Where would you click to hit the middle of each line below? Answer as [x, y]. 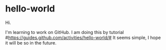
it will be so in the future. [31, 42]
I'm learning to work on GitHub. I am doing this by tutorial [65, 32]
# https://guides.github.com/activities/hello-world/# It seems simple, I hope [83, 37]
